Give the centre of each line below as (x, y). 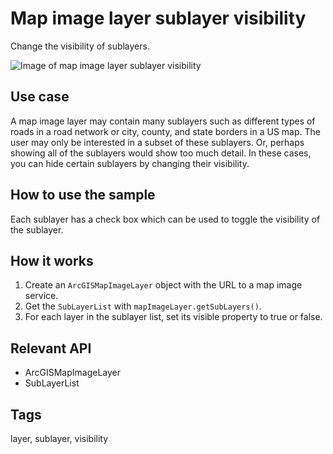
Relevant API (51, 348)
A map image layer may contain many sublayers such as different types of (163, 121)
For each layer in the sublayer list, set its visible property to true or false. (173, 317)
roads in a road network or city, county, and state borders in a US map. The (165, 131)
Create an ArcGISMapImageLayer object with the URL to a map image (163, 285)
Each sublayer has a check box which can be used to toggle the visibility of (165, 219)
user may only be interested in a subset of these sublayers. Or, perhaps (157, 142)
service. (41, 296)
